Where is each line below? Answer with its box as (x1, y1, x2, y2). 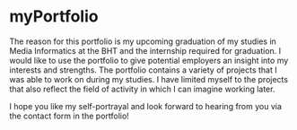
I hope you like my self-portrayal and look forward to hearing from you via (9, 100, 283, 111)
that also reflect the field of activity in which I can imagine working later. (9, 83, 275, 94)
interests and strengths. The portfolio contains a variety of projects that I (9, 65, 277, 75)
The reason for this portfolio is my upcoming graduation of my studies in (9, 36, 276, 47)
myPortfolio (9, 6, 99, 27)
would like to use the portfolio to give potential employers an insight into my (9, 55, 289, 65)
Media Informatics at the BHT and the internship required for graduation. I (9, 45, 282, 56)
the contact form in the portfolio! (9, 110, 130, 121)
